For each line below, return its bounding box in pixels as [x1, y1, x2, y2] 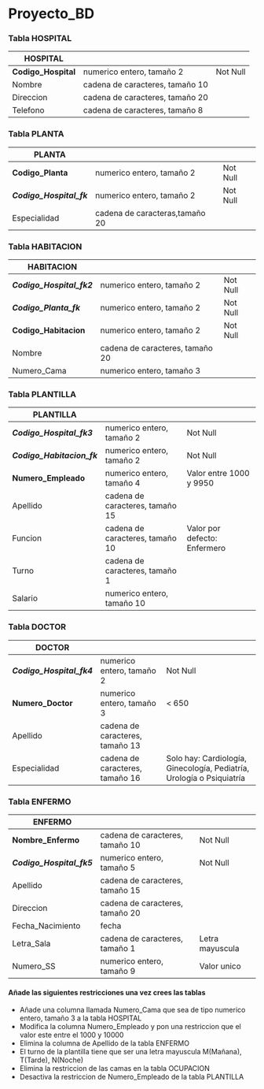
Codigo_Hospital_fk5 [12, 857, 93, 868]
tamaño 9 [100, 965, 136, 976]
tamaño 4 [104, 478, 141, 489]
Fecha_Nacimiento [12, 920, 81, 931]
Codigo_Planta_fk [12, 303, 81, 314]
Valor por [186, 523, 221, 534]
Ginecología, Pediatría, [166, 762, 250, 773]
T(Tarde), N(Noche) [19, 1055, 84, 1065]
